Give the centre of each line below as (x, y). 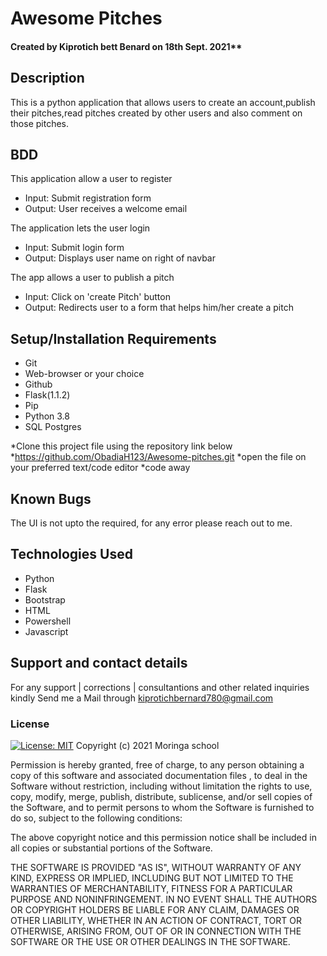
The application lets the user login (80, 228)
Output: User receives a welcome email (106, 209)
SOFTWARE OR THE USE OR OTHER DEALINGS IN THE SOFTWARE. (150, 941)
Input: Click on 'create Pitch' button (97, 297)
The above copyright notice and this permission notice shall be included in (163, 837)
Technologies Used (71, 554)
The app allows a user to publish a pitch (92, 278)
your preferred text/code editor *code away (100, 468)
